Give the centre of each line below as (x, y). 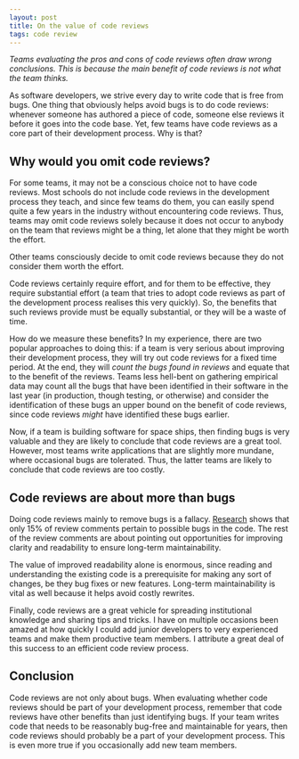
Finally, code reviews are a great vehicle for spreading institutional (130, 610)
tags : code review (43, 34)
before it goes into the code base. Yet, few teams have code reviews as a (144, 124)
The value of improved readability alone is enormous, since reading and (141, 565)
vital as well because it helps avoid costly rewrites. (102, 593)
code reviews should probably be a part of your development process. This (147, 735)
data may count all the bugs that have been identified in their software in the (149, 386)
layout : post (33, 17)
